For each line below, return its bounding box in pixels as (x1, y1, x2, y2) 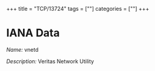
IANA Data (6, 26, 60, 40)
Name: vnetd (6, 46, 39, 53)
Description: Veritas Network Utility (6, 57, 94, 65)
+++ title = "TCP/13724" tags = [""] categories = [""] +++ (6, 5, 150, 12)
